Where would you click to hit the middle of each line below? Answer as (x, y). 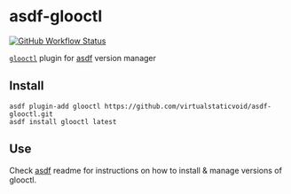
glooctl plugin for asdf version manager (83, 58)
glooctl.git (31, 114)
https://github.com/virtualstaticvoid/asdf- (188, 106)
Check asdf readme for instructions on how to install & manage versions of (145, 170)
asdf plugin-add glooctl (55, 106)
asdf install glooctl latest (63, 121)
